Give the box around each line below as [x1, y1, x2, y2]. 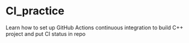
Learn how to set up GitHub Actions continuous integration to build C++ [5, 24, 184, 31]
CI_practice [5, 4, 64, 18]
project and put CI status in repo [5, 30, 85, 37]
